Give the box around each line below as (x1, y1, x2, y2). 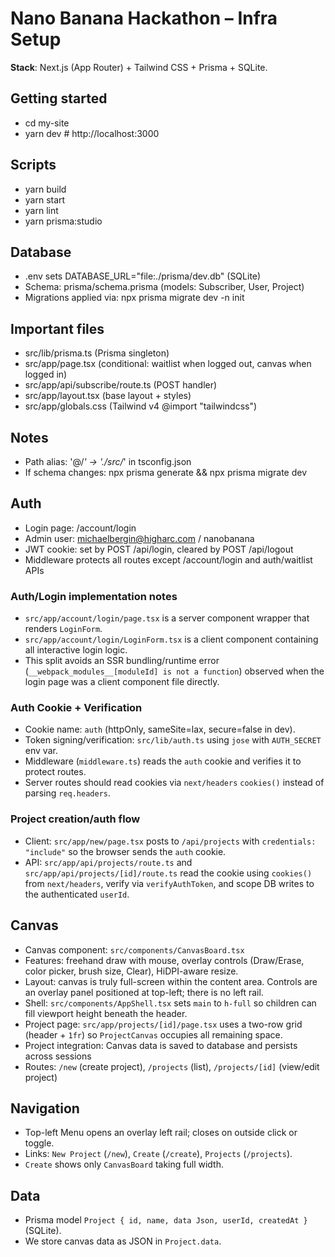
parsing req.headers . (24, 787, 112, 799)
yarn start (24, 193, 66, 206)
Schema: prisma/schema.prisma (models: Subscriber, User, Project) (24, 281, 305, 293)
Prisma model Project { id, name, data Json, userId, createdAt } (24, 1214, 308, 1226)
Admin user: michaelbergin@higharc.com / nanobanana (24, 532, 255, 544)
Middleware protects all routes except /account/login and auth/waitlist (24, 553, 313, 566)
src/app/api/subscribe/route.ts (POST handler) (24, 379, 218, 391)
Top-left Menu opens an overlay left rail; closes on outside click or (24, 1127, 298, 1139)
